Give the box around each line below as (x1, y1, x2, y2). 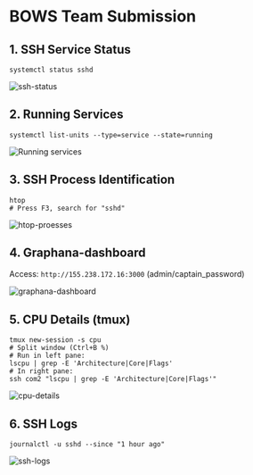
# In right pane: (9, 367, 74, 376)
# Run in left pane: (9, 351, 86, 361)
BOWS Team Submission (9, 6, 197, 27)
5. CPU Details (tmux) (9, 312, 131, 327)
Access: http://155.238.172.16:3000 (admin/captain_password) (9, 269, 245, 279)
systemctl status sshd (9, 65, 94, 74)
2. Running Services (9, 107, 124, 122)
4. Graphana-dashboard (9, 246, 146, 261)
